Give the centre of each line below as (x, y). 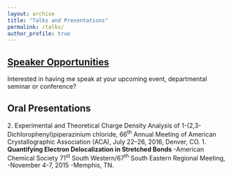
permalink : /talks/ (36, 27)
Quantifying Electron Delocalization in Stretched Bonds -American (106, 149)
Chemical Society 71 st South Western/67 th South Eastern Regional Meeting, (116, 157)
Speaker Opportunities (58, 62)
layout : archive (31, 14)
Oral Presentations (49, 109)
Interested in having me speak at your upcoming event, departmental (107, 79)
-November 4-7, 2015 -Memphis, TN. (61, 165)
